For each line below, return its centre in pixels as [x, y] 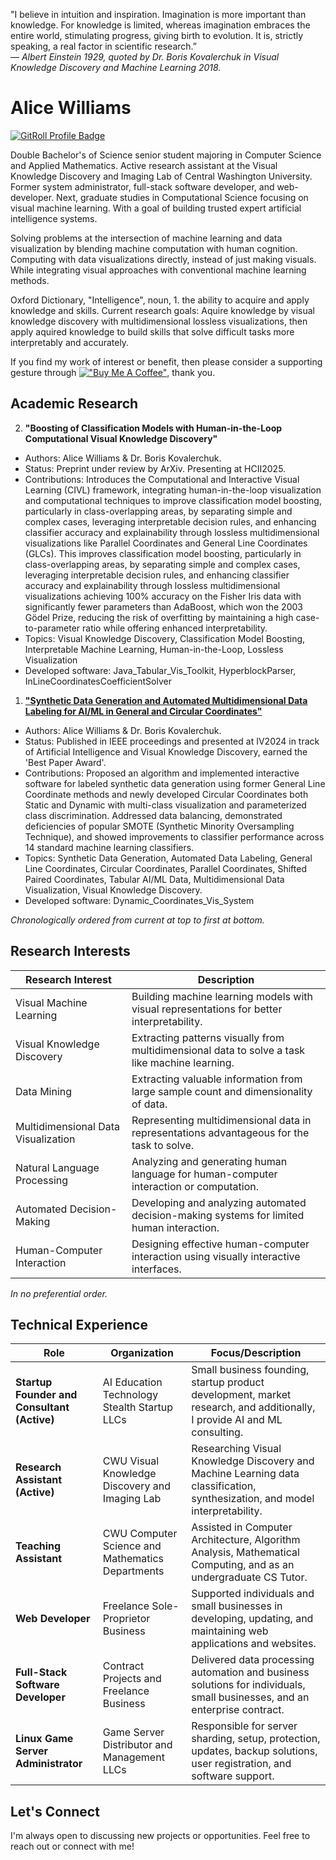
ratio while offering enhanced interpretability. [175, 628]
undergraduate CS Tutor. [249, 1577]
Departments [133, 1571]
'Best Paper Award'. [65, 762]
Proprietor [126, 1619]
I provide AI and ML [237, 1420]
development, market [241, 1395]
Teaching [38, 1546]
